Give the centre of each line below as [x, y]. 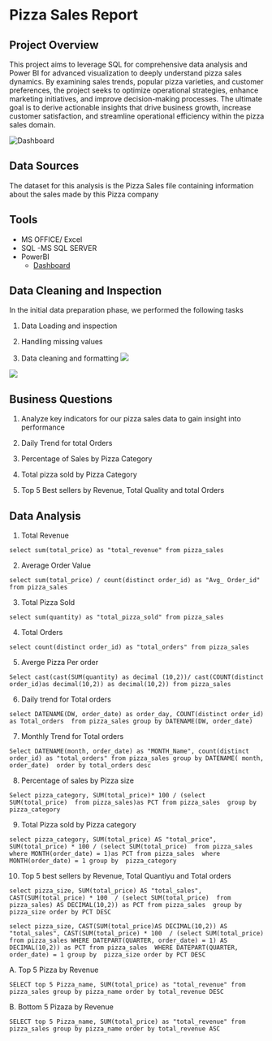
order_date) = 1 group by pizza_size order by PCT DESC [108, 955]
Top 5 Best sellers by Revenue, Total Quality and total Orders [123, 490]
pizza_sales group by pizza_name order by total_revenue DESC [117, 992]
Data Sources [44, 166]
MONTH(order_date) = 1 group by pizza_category [93, 861]
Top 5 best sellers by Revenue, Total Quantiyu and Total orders [126, 876]
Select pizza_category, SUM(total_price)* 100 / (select [108, 796]
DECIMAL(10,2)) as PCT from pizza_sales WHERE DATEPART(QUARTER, [124, 948]
